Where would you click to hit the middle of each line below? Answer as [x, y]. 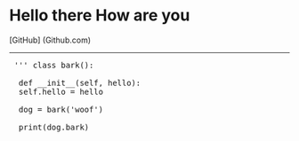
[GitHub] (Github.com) [50, 40]
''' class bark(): [54, 65]
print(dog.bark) [54, 127]
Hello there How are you [100, 16]
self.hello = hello [61, 91]
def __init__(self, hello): [80, 82]
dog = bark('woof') [61, 109]
